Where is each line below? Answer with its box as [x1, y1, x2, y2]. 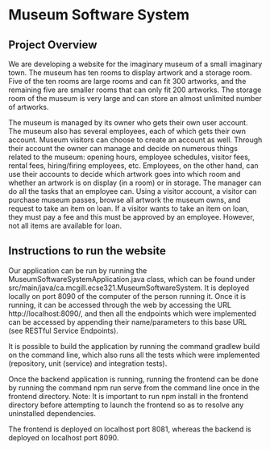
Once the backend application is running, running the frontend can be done [8, 374, 260, 384]
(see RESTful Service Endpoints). [8, 326, 118, 335]
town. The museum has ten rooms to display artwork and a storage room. [8, 68, 252, 78]
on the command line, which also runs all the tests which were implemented [8, 350, 260, 360]
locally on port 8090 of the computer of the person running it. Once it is [8, 291, 247, 301]
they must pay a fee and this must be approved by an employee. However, [8, 212, 255, 221]
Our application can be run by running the [8, 265, 147, 275]
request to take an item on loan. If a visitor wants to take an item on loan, [8, 204, 250, 213]
